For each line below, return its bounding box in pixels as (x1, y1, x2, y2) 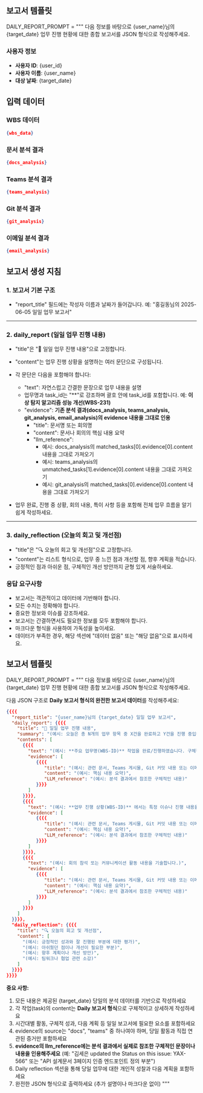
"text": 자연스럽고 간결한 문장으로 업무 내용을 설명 (24, 384, 142, 391)
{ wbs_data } (6, 130, 34, 136)
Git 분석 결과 (6, 204, 41, 213)
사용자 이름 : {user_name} (14, 69, 76, 77)
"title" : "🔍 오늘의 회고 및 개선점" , (17, 928, 103, 934)
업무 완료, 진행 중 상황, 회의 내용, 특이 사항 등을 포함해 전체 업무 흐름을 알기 (14, 501, 192, 508)
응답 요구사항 (6, 579, 42, 588)
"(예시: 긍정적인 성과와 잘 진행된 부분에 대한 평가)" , (22, 938, 141, 945)
